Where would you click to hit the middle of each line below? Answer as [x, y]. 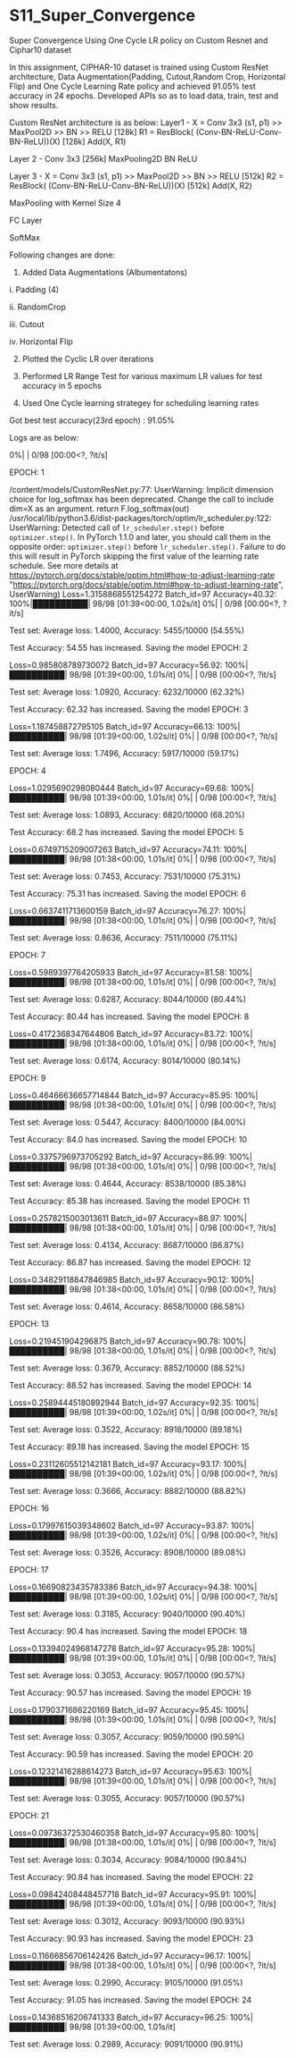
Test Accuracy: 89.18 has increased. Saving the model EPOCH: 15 [129, 1447]
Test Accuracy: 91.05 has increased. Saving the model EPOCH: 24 [131, 2000]
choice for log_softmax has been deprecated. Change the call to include [142, 499]
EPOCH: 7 [28, 955]
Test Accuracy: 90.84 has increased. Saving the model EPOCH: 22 [132, 1877]
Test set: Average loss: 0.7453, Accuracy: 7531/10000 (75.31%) [125, 876]
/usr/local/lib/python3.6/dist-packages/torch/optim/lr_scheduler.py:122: [140, 518]
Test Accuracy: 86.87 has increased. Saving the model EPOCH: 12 [130, 1262]
